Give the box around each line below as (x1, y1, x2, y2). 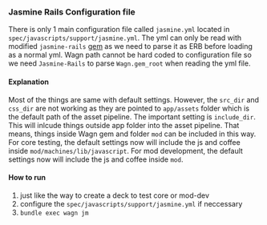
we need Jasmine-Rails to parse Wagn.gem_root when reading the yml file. (8, 58, 251, 68)
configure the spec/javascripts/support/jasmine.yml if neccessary (19, 199, 243, 208)
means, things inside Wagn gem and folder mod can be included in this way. (8, 129, 257, 139)
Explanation (8, 77, 50, 86)
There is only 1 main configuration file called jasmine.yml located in (8, 25, 230, 34)
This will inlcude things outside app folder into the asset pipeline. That (8, 120, 240, 130)
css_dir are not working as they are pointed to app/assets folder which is (8, 103, 250, 113)
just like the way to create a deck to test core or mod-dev (19, 191, 210, 200)
